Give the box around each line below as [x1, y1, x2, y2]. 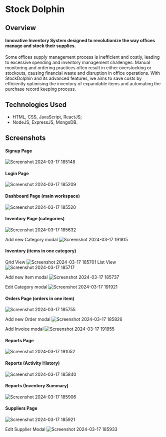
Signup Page [5, 148, 32, 154]
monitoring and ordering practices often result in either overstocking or [5, 64, 151, 71]
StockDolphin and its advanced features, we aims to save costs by [5, 75, 142, 81]
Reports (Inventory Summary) [5, 383, 69, 389]
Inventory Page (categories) [5, 216, 65, 222]
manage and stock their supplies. [5, 43, 76, 49]
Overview [5, 24, 36, 32]
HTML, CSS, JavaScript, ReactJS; [12, 114, 82, 120]
